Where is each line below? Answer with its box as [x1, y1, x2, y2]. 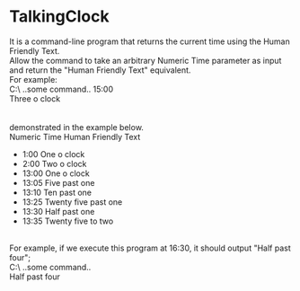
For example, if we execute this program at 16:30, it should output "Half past [9, 242, 291, 253]
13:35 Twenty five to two [22, 216, 114, 226]
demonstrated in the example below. [9, 121, 144, 132]
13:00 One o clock [22, 168, 90, 179]
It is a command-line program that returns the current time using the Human [9, 36, 290, 47]
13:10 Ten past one [22, 187, 93, 198]
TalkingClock [9, 6, 110, 27]
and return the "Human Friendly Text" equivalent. [9, 65, 191, 75]
